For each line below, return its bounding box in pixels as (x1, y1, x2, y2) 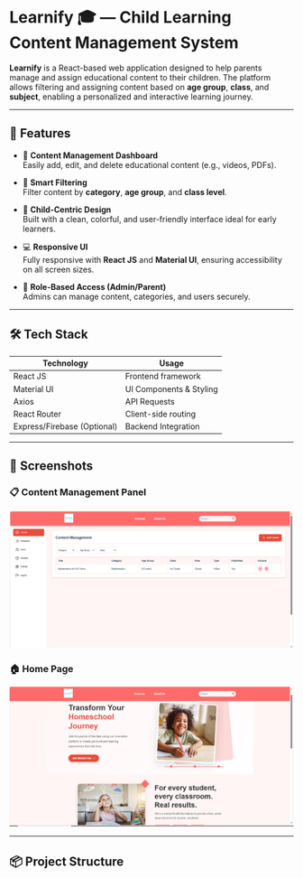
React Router (13, 408, 61, 420)
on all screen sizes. (22, 264, 95, 275)
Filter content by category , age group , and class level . (22, 186, 227, 197)
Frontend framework (124, 371, 201, 382)
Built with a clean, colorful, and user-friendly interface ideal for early (22, 213, 277, 224)
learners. (22, 223, 56, 234)
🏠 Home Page (9, 663, 74, 676)
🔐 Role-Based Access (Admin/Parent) (22, 281, 167, 292)
